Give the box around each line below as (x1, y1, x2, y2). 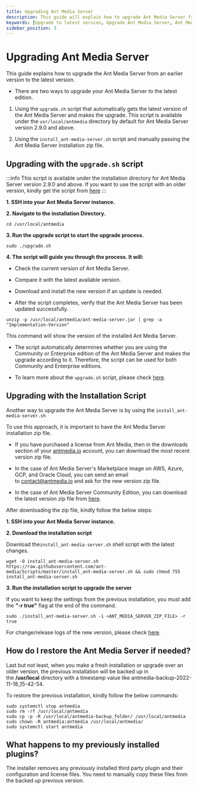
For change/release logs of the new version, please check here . (6, 628, 161, 636)
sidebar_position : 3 (6, 25, 57, 31)
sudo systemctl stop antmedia (6, 703, 81, 709)
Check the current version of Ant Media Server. (14, 265, 130, 272)
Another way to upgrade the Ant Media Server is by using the (6, 406, 155, 413)
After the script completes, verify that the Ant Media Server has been (14, 299, 183, 306)
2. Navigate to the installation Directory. (6, 210, 106, 217)
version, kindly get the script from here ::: (6, 187, 107, 194)
